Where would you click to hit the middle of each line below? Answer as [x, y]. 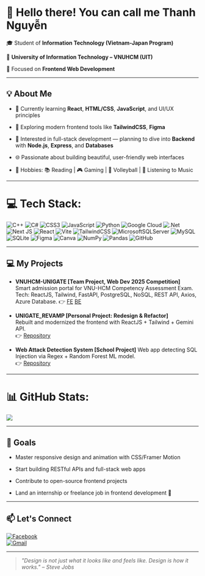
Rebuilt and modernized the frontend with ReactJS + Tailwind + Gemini [104, 322]
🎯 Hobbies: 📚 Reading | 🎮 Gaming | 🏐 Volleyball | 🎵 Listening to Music [104, 170]
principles [28, 115]
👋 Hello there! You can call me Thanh [101, 13]
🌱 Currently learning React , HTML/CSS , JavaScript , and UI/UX [94, 108]
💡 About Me [29, 94]
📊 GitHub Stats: [48, 397]
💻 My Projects [35, 264]
